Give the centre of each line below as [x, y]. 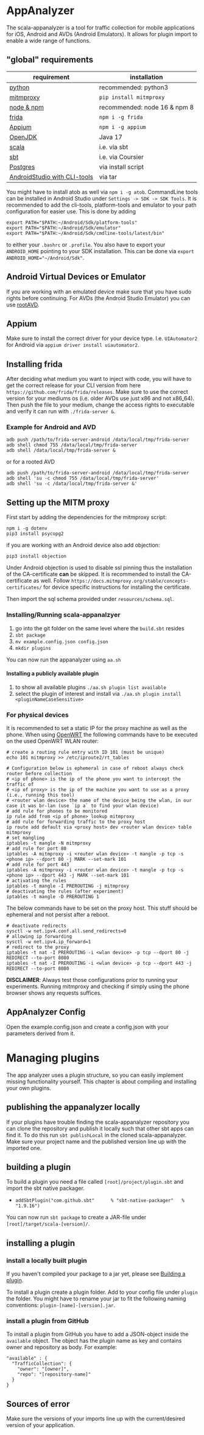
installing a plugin [41, 1243]
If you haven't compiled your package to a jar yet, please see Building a [96, 1274]
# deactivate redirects [37, 926]
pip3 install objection [37, 556]
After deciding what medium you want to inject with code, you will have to [99, 379]
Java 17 [111, 137]
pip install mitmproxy [132, 97]
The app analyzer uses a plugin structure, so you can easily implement [95, 1075]
